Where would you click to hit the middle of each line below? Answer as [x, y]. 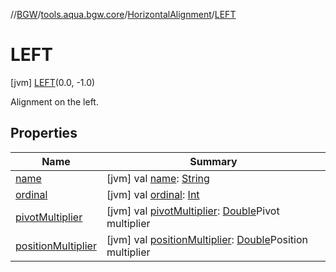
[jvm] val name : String [158, 178]
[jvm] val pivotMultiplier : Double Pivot [193, 211]
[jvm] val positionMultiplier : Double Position [207, 239]
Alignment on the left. [54, 101]
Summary [213, 161]
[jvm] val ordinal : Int [153, 194]
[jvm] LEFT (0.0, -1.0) [53, 82]
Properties [44, 133]
